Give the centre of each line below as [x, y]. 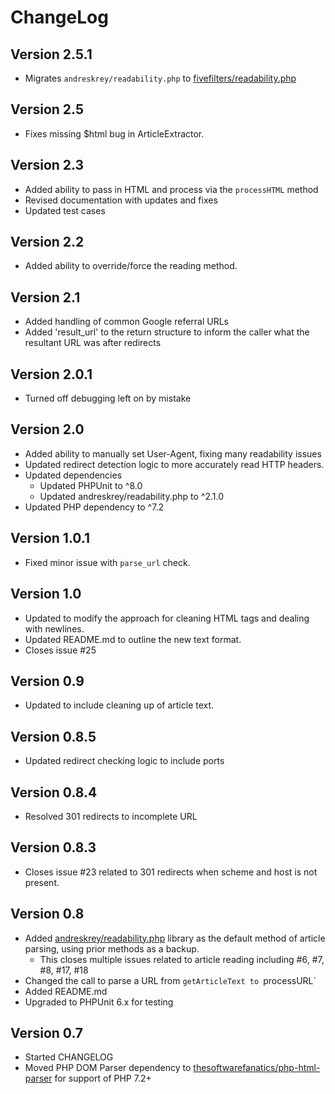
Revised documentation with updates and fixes [121, 200]
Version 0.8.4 [54, 792]
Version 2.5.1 [51, 54]
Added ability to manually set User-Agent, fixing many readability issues [173, 453]
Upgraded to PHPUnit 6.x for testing [99, 1002]
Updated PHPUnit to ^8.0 [91, 485]
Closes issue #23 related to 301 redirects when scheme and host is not [171, 872]
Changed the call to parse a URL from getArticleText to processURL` [170, 980]
